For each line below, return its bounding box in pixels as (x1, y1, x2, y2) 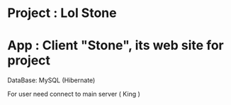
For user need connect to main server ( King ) (7, 90, 140, 99)
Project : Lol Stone (7, 5, 117, 21)
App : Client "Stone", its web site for (7, 38, 225, 54)
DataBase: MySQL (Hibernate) (7, 76, 96, 84)
